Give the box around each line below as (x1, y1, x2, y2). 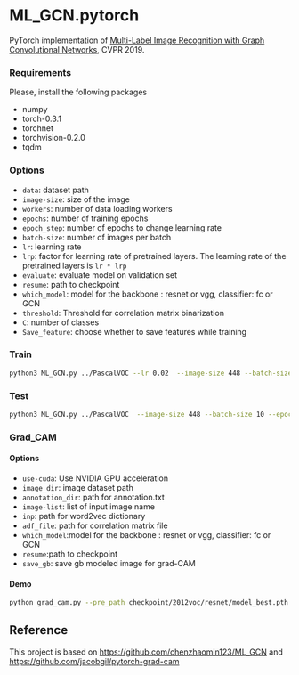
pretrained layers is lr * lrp (21, 260, 127, 271)
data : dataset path (21, 184, 89, 195)
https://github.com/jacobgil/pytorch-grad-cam (9, 655, 180, 666)
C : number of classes (21, 317, 100, 328)
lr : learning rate (21, 241, 82, 252)
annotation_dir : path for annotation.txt (21, 492, 165, 502)
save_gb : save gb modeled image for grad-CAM (21, 558, 196, 568)
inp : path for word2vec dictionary (21, 511, 146, 521)
